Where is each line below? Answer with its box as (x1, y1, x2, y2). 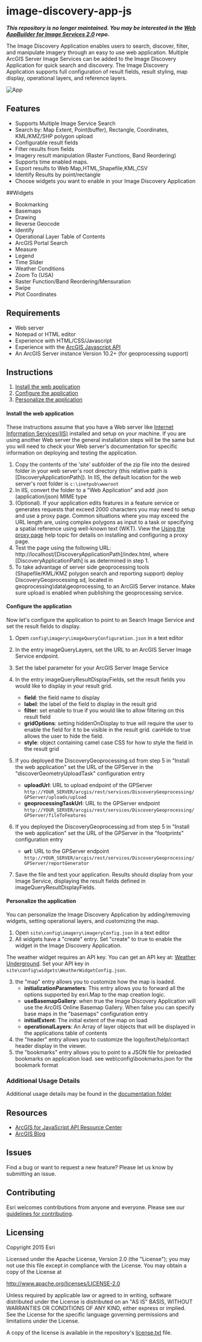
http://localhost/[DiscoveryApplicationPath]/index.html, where (14, 551, 169, 558)
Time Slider (14, 258, 44, 266)
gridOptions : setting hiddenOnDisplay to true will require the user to (24, 720, 194, 727)
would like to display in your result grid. (14, 682, 113, 689)
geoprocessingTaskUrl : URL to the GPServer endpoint (24, 799, 160, 807)
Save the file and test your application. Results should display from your (14, 871, 194, 878)
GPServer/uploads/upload (24, 794, 87, 800)
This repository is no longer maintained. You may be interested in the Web (6, 24, 196, 31)
